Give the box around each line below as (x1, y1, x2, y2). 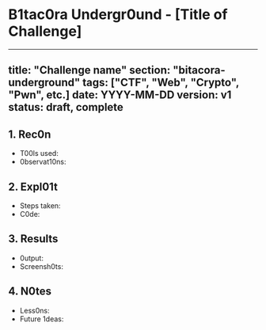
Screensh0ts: (19, 261, 63, 271)
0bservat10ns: (19, 157, 66, 167)
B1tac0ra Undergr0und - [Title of (8, 6, 228, 24)
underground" (8, 76, 81, 89)
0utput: (19, 253, 44, 263)
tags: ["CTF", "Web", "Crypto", (82, 76, 240, 89)
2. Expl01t (8, 180, 58, 193)
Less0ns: (19, 305, 50, 315)
